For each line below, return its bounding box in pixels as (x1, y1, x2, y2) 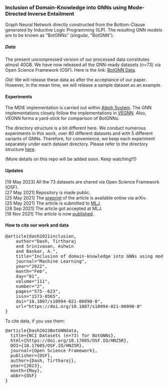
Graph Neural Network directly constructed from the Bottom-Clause (5, 22, 145, 28)
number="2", (15, 283, 45, 289)
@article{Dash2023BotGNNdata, (5, 327, 79, 333)
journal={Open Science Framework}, (10, 347, 98, 353)
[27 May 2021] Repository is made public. (5, 189, 91, 196)
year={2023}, (10, 362, 42, 368)
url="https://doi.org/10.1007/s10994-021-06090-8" (15, 303, 142, 309)
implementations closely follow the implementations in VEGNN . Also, (5, 110, 146, 116)
